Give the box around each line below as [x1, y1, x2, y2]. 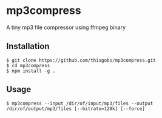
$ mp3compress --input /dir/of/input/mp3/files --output [6, 100, 154, 107]
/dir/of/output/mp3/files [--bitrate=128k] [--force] [6, 105, 146, 112]
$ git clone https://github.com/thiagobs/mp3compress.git [6, 57, 156, 64]
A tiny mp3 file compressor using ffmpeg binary [6, 24, 126, 31]
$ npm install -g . [6, 68, 56, 74]
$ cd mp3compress [6, 62, 50, 68]
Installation [6, 41, 50, 51]
